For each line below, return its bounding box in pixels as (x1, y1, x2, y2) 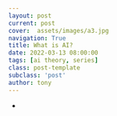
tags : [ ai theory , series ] (8, 57, 99, 65)
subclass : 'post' (8, 71, 67, 79)
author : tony (8, 78, 52, 86)
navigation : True (8, 34, 67, 42)
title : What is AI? (8, 42, 74, 50)
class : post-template (8, 64, 81, 72)
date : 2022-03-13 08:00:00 (8, 49, 99, 57)
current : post (8, 19, 56, 27)
